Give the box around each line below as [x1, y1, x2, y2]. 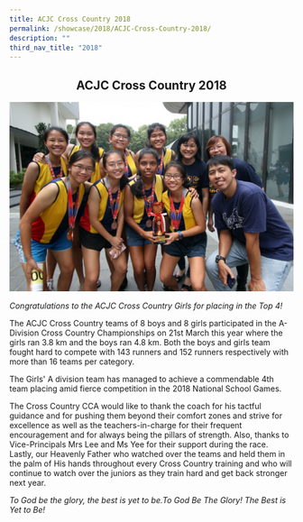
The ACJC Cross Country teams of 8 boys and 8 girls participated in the [9, 317, 277, 328]
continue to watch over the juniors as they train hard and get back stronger [9, 467, 288, 478]
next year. [9, 477, 47, 488]
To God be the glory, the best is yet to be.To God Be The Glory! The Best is [9, 494, 287, 505]
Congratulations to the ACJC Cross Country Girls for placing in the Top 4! [9, 300, 283, 311]
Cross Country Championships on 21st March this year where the [41, 327, 283, 338]
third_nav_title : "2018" [9, 43, 103, 52]
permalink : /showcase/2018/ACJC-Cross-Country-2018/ [9, 23, 212, 33]
